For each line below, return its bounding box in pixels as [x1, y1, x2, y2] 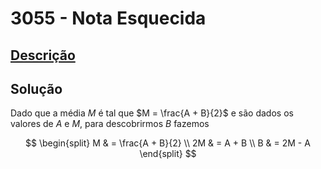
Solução [10, 80, 63, 97]
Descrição [10, 47, 76, 64]
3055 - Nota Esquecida [10, 7, 207, 30]
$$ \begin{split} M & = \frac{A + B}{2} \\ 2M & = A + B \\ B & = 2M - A [25, 137, 311, 149]
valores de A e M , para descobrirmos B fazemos [10, 118, 210, 130]
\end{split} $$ [139, 148, 197, 160]
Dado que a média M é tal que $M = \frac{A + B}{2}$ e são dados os [10, 107, 294, 119]
